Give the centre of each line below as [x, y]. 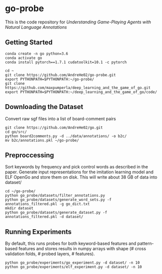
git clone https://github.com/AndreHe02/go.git [54, 128]
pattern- [146, 243]
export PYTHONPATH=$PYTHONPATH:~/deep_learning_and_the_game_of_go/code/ [81, 92]
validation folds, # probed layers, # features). [50, 254]
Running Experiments [38, 232]
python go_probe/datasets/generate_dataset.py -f [56, 213]
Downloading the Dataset [44, 107]
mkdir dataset [19, 208]
